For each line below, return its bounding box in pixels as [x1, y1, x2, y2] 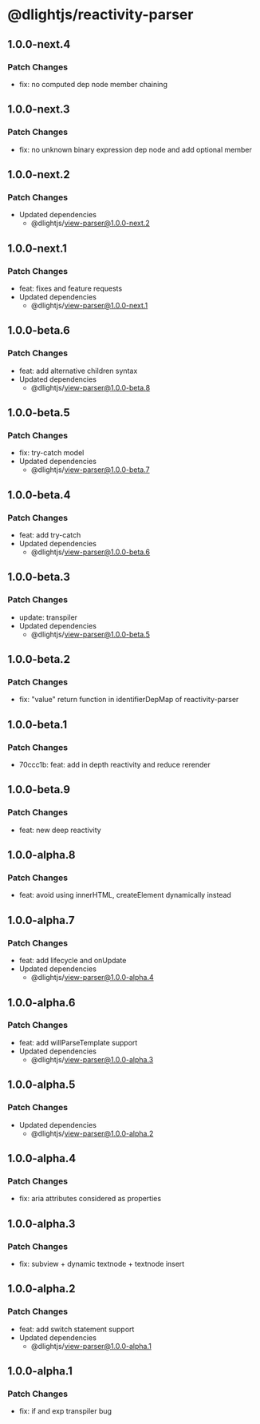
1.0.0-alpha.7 [7, 913, 75, 927]
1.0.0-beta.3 [7, 570, 71, 584]
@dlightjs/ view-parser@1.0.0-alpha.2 [30, 1128, 154, 1138]
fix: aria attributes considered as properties [18, 1194, 161, 1204]
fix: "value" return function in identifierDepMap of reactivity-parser [18, 695, 239, 704]
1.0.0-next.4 [7, 38, 71, 51]
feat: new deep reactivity [18, 825, 101, 835]
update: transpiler [18, 613, 77, 622]
